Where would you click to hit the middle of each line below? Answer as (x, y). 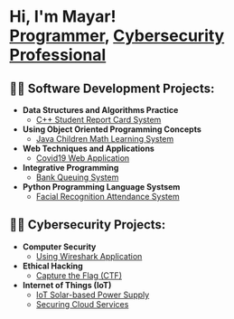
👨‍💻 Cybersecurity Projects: (88, 225)
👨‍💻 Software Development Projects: (112, 88)
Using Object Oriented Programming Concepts (112, 129)
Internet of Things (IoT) (67, 285)
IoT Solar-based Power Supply (93, 295)
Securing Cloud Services (82, 304)
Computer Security (59, 247)
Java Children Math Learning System (105, 139)
